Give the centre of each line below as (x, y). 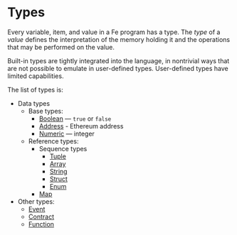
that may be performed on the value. (61, 47)
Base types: (46, 111)
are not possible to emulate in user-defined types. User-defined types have (118, 68)
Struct (58, 179)
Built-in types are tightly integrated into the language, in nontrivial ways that (118, 60)
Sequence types (63, 148)
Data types (34, 103)
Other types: (36, 201)
